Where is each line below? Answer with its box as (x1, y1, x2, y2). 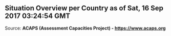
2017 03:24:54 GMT (5, 12, 71, 20)
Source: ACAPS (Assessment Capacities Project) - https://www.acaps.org (5, 25, 166, 31)
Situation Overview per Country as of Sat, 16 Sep (5, 4, 164, 12)
